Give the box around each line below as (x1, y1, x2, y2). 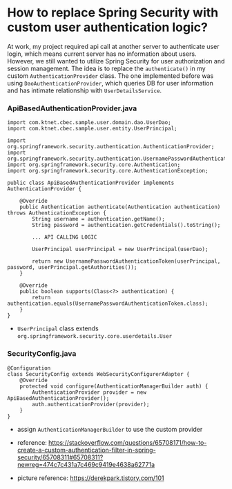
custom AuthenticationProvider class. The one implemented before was (7, 71, 214, 80)
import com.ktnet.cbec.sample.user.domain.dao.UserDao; (7, 119, 171, 126)
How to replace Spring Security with (7, 5, 219, 21)
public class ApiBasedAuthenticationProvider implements (7, 179, 175, 187)
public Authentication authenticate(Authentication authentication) (19, 203, 221, 211)
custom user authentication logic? (7, 19, 209, 35)
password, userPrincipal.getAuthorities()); (7, 264, 137, 271)
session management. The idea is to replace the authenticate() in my (7, 64, 206, 72)
